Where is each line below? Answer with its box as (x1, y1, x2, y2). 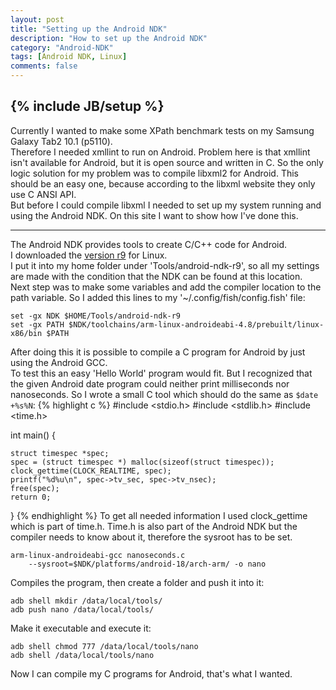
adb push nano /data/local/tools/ (10, 604, 155, 615)
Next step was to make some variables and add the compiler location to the (10, 281, 322, 293)
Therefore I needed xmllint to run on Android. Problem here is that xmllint (10, 146, 311, 158)
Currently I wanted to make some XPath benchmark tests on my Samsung (10, 124, 315, 136)
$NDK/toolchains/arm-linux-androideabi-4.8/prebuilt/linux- (68, 319, 325, 330)
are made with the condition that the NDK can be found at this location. (10, 270, 303, 282)
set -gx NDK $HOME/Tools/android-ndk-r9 (10, 311, 182, 321)
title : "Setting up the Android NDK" (10, 24, 168, 34)
